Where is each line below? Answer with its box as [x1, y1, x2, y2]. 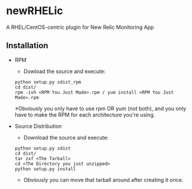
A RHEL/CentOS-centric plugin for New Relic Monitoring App [6, 24, 154, 31]
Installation [6, 41, 48, 51]
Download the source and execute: [23, 134, 109, 141]
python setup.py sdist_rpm [14, 79, 82, 85]
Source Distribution [14, 122, 62, 130]
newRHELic [6, 4, 63, 18]
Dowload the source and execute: [23, 68, 106, 75]
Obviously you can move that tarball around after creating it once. [23, 176, 184, 183]
